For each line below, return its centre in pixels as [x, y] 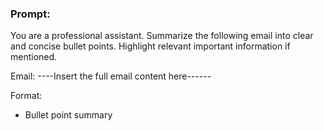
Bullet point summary [68, 115]
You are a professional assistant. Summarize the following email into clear [162, 36]
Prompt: [30, 14]
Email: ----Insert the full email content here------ [111, 76]
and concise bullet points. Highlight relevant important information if [150, 46]
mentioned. [34, 57]
